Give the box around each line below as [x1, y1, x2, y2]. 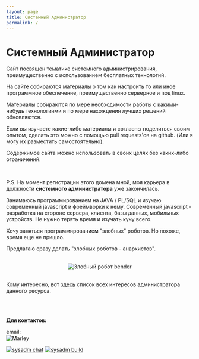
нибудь [6, 107, 25, 114]
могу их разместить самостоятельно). [6, 138, 104, 145]
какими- [157, 101, 179, 108]
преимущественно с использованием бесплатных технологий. [6, 72, 166, 79]
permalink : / [6, 20, 39, 26]
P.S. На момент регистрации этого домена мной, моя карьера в [6, 179, 170, 186]
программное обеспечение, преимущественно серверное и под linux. [6, 89, 185, 97]
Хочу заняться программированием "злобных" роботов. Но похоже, [6, 227, 181, 234]
